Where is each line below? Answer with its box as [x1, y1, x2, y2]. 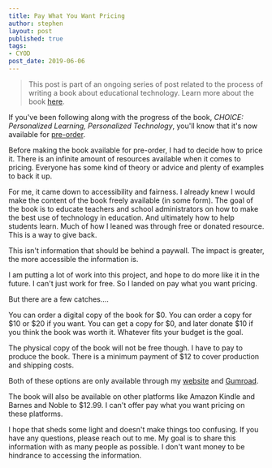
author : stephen [8, 19, 63, 28]
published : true [8, 34, 63, 43]
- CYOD [8, 49, 31, 58]
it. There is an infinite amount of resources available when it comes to [8, 153, 241, 163]
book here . [28, 97, 65, 106]
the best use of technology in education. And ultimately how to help [8, 213, 235, 222]
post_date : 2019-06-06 [8, 58, 85, 66]
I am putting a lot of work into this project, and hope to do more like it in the [8, 269, 260, 280]
